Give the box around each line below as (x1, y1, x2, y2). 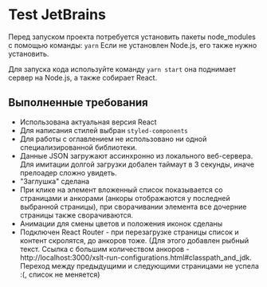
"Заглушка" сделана (19, 176, 90, 186)
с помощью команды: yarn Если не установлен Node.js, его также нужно (8, 40, 257, 49)
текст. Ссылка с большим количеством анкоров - (19, 244, 190, 254)
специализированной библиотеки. (19, 142, 138, 152)
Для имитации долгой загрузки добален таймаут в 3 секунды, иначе (19, 159, 255, 169)
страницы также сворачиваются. (19, 210, 134, 220)
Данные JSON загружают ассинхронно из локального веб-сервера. (19, 151, 253, 160)
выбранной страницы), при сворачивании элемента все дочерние (19, 202, 247, 211)
